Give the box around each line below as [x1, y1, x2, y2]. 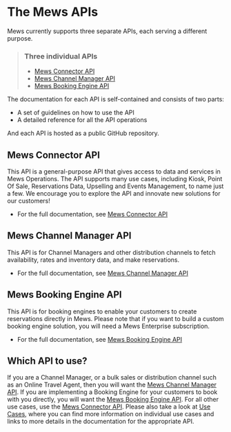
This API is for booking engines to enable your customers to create [7, 307, 197, 316]
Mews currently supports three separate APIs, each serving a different [7, 27, 208, 35]
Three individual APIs [23, 51, 98, 61]
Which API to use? [7, 356, 88, 367]
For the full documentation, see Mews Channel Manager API [17, 269, 188, 277]
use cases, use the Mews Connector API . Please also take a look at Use [7, 402, 211, 411]
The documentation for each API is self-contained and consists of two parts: [7, 95, 224, 103]
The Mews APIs [7, 4, 99, 20]
